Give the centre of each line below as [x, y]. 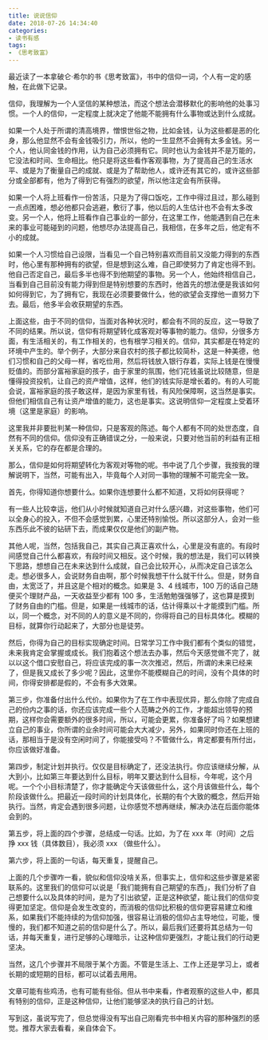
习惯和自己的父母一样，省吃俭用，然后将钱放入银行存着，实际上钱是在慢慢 [137, 361]
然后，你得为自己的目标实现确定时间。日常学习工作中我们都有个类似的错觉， [134, 643]
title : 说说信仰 [33, 16]
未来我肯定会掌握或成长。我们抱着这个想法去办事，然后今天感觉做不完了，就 [134, 653]
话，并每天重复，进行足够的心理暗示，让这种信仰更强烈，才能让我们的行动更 [134, 937]
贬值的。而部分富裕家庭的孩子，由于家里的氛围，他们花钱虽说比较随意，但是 [134, 371]
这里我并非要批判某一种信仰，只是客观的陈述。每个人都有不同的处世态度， [130, 428]
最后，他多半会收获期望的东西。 [75, 304]
